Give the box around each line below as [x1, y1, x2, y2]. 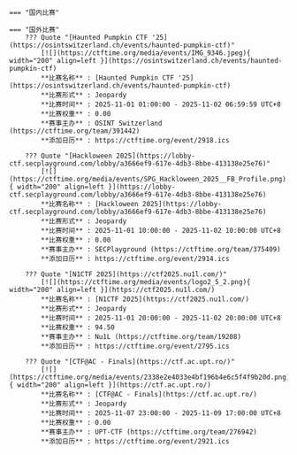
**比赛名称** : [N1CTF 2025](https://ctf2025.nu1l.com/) [41, 295, 250, 304]
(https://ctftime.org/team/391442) [9, 127, 141, 135]
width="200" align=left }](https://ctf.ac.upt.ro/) [17, 381, 212, 389]
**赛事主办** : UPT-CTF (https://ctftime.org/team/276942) [41, 428, 258, 436]
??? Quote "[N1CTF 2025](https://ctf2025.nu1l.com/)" [25, 270, 227, 279]
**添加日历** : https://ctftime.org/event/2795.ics [41, 342, 230, 351]
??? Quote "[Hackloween [25, 151, 113, 160]
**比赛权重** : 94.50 [41, 323, 115, 332]
